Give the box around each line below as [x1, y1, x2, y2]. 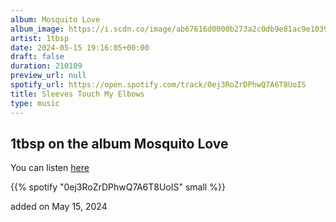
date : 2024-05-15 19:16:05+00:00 [10, 42, 150, 53]
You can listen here [10, 162, 90, 174]
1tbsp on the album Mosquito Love [10, 135, 229, 152]
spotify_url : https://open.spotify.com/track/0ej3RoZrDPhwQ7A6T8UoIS [10, 80, 307, 90]
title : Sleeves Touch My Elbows [10, 89, 145, 99]
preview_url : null [10, 71, 87, 81]
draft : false [10, 52, 65, 62]
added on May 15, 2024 [10, 201, 108, 213]
